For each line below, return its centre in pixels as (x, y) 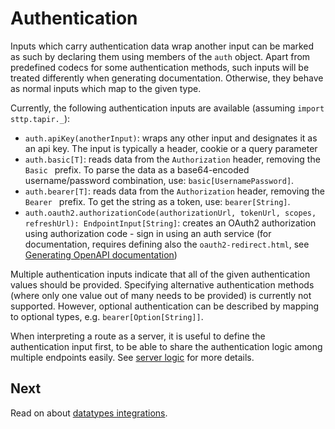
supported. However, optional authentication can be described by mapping (165, 306)
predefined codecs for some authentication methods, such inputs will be (160, 67)
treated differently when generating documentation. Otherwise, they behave (167, 78)
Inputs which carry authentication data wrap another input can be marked (162, 46)
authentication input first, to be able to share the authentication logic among (166, 346)
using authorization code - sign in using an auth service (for (148, 233)
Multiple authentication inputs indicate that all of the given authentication (160, 274)
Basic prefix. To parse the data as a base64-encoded (137, 169)
